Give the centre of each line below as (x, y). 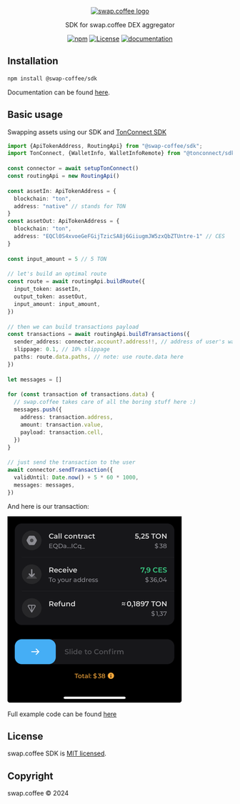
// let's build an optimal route (57, 274)
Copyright (30, 776)
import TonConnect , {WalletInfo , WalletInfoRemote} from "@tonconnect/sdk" (122, 154)
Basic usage (35, 115)
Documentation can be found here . (59, 92)
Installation (33, 61)
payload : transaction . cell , (62, 432)
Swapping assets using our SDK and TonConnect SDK (87, 131)
